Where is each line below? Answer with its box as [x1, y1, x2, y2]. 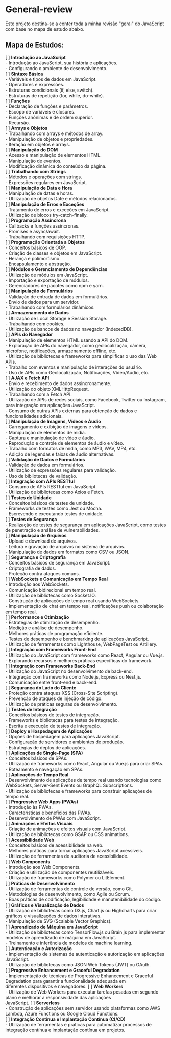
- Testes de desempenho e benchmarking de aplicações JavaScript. [5, 636, 149, 642]
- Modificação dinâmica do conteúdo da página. [5, 163, 107, 169]
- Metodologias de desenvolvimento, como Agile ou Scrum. [5, 891, 130, 897]
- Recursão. [5, 119, 30, 126]
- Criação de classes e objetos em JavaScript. [5, 250, 103, 256]
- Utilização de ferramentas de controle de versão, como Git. [5, 886, 133, 892]
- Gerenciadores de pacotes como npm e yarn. [5, 282, 104, 288]
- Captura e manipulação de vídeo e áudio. [5, 435, 95, 441]
